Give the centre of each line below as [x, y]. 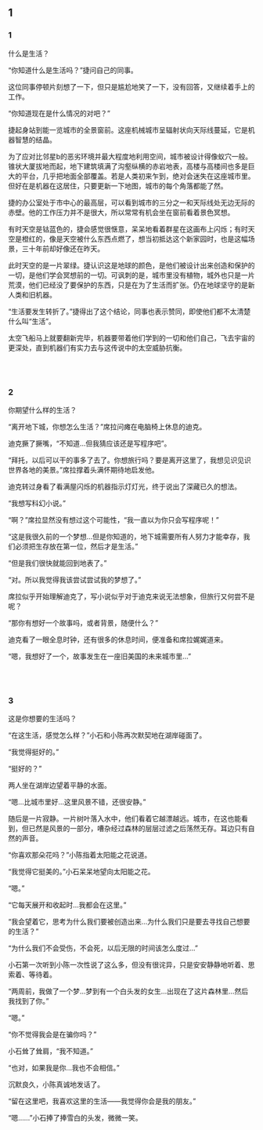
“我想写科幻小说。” [37, 503]
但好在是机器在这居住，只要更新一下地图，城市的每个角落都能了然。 [118, 186]
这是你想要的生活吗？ [42, 719]
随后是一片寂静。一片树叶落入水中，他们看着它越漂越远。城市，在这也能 [124, 818]
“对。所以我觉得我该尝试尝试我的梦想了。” [75, 579]
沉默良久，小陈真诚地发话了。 [56, 1084]
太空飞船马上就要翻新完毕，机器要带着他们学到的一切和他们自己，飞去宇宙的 [131, 337]
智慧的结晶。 [35, 140]
